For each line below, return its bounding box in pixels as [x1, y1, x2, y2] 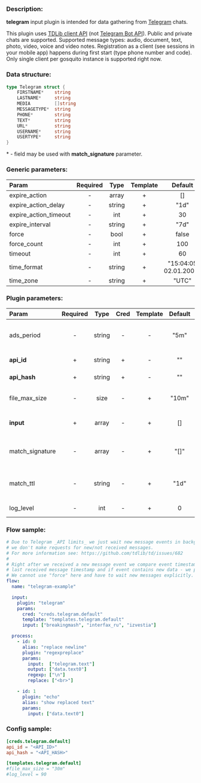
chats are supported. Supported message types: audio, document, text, [6, 37, 182, 44]
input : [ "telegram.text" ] [28, 661, 95, 667]
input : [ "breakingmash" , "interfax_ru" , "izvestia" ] [22, 622, 157, 629]
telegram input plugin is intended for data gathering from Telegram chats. [6, 19, 188, 26]
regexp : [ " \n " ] [28, 672, 66, 678]
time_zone [9, 276, 38, 284]
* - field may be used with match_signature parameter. [6, 150, 142, 157]
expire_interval [9, 220, 51, 229]
